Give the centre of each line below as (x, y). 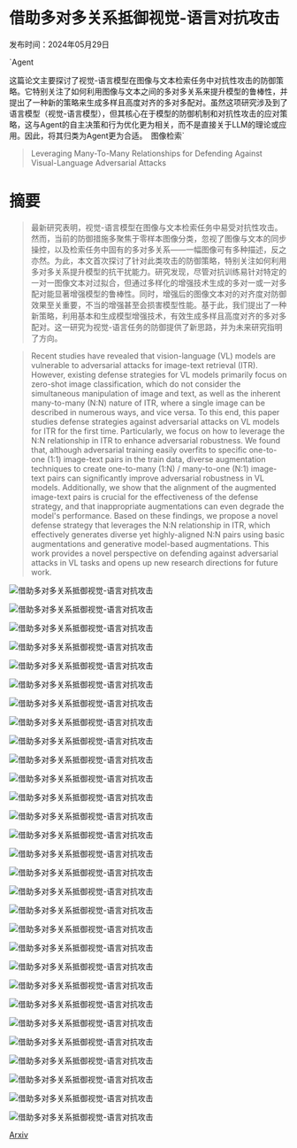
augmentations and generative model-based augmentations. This (150, 543)
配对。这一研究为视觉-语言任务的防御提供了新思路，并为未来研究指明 (156, 327)
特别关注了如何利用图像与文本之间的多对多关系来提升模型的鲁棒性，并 (160, 91)
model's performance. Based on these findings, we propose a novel (154, 515)
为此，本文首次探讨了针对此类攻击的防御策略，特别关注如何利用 (171, 260)
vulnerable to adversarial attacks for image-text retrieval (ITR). (144, 365)
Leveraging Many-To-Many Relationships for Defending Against (146, 153)
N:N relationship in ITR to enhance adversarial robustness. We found (156, 440)
